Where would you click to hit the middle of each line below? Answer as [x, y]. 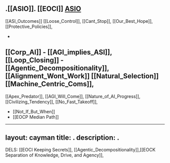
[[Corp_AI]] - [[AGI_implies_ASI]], [59, 53]
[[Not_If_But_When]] [34, 111]
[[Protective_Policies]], [29, 26]
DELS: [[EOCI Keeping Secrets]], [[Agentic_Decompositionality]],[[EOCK [80, 150]
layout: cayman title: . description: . [62, 138]
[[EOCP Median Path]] [36, 117]
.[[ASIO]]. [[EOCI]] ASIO [43, 9]
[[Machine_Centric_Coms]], [50, 84]
